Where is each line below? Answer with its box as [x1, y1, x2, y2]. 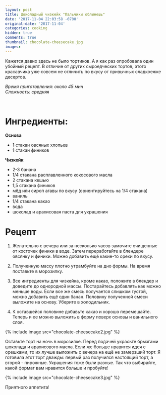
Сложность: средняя [5, 89, 50, 95]
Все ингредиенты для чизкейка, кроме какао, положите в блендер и [12, 278, 158, 284]
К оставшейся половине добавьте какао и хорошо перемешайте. [12, 308, 151, 314]
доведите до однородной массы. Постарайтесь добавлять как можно [12, 283, 161, 289]
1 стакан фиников [12, 147, 50, 153]
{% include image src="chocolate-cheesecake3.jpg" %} [5, 374, 120, 381]
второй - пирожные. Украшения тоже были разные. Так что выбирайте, [5, 359, 157, 366]
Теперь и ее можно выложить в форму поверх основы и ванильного [12, 314, 158, 320]
